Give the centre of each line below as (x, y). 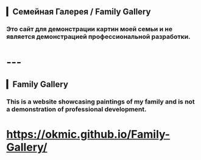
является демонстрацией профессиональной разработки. (98, 37)
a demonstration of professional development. (77, 109)
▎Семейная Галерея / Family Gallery (79, 12)
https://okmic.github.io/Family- (88, 134)
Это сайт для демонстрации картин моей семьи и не (89, 29)
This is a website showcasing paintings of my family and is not (100, 102)
